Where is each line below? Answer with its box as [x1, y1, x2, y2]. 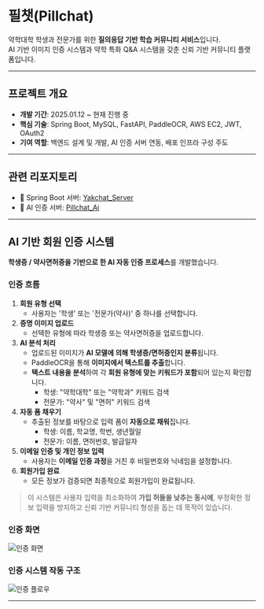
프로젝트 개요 [8, 87, 68, 101]
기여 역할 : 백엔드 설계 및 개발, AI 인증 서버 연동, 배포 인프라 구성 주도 [19, 137, 229, 147]
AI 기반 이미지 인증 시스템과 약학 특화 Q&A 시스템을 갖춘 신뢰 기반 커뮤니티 [8, 44, 236, 54]
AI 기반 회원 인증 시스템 [8, 235, 115, 248]
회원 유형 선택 [19, 299, 61, 308]
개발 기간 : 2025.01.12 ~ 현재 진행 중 [19, 110, 130, 119]
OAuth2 [19, 128, 45, 138]
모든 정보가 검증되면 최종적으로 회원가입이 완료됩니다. [31, 476, 196, 485]
